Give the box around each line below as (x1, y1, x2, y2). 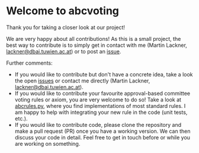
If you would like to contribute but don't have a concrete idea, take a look (14, 71, 194, 78)
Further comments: (6, 59, 53, 66)
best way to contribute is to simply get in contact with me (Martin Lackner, (6, 42, 188, 49)
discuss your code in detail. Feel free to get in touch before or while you (14, 133, 191, 141)
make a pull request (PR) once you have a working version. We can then (14, 128, 191, 135)
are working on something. (14, 140, 81, 147)
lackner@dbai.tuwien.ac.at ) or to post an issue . (6, 47, 121, 55)
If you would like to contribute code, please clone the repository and (14, 121, 182, 128)
